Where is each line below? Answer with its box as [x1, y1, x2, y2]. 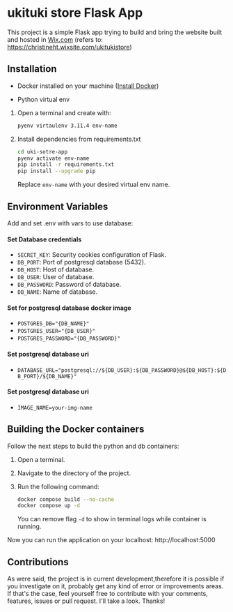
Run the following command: [17, 482, 99, 491]
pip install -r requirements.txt [17, 161, 115, 168]
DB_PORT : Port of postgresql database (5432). [17, 258, 146, 267]
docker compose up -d [17, 502, 80, 509]
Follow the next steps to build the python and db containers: [7, 442, 179, 450]
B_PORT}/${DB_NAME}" [17, 373, 77, 380]
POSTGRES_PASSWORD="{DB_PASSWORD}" [17, 335, 121, 343]
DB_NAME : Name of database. [17, 288, 98, 296]
